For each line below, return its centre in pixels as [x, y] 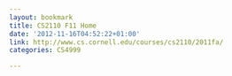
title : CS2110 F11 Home [53, 26]
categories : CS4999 [45, 50]
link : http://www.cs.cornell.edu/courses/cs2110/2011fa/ [116, 42]
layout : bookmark [41, 17]
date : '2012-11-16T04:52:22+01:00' [75, 34]
